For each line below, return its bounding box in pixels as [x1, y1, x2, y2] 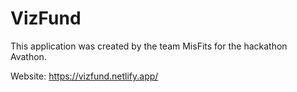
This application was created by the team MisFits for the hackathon [10, 40, 288, 52]
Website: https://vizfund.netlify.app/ [10, 70, 159, 82]
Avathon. [10, 50, 47, 62]
